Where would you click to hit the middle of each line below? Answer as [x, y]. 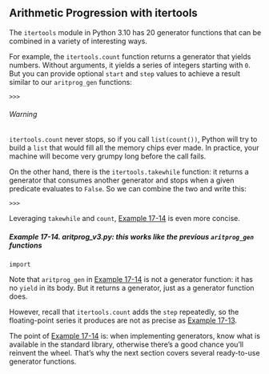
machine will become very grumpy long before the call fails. [108, 156]
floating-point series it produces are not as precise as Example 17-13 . [123, 320]
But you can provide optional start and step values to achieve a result [125, 73]
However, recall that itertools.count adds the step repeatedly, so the [124, 312]
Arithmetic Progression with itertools [104, 13]
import [20, 264]
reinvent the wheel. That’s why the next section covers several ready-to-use [134, 352]
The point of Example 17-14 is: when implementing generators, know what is [135, 336]
